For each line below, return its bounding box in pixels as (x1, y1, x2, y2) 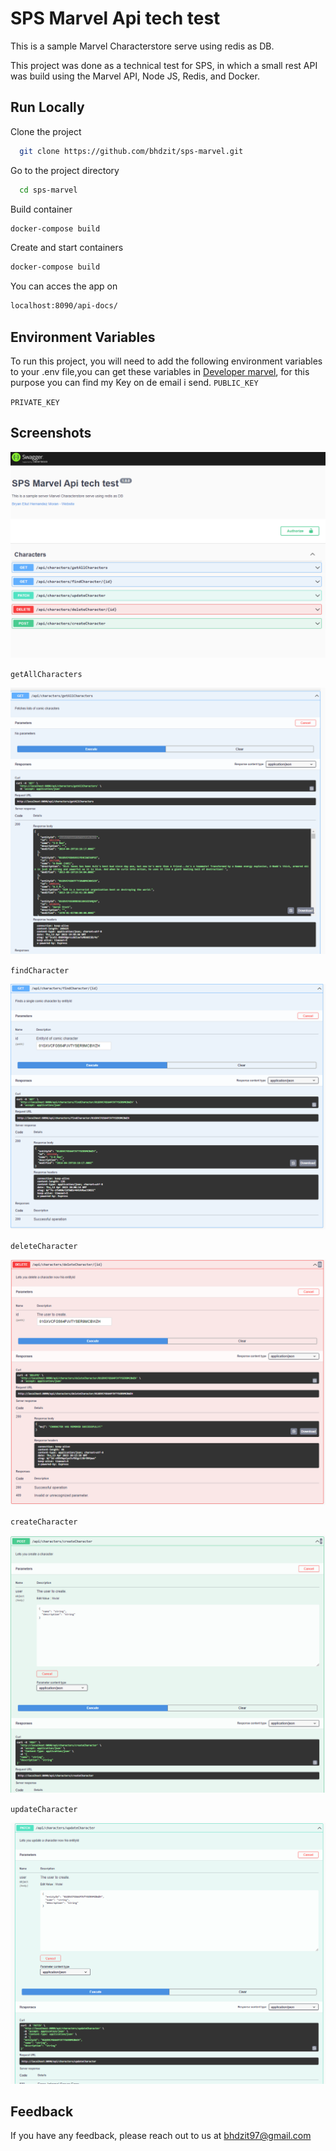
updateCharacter (10, 1804, 78, 1814)
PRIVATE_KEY (10, 397, 60, 407)
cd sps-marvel (19, 185, 78, 195)
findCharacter (10, 965, 70, 976)
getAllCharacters (10, 669, 83, 679)
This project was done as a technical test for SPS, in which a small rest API (10, 59, 318, 71)
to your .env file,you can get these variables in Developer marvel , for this (10, 365, 310, 377)
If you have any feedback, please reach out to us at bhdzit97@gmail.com (10, 2130, 312, 2142)
